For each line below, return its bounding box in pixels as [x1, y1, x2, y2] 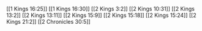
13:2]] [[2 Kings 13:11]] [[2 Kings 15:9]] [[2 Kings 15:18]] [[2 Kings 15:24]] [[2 [6, 12, 197, 19]
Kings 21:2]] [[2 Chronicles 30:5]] [6, 18, 91, 25]
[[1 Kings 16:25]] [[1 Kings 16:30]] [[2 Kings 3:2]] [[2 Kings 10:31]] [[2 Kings [6, 5, 195, 12]
